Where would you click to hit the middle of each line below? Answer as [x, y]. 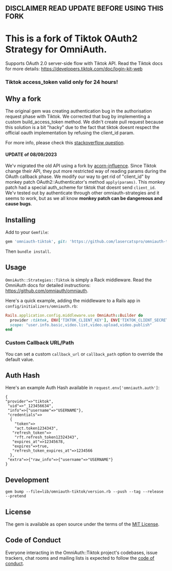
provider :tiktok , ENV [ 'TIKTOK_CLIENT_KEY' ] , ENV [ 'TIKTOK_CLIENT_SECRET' [90, 320]
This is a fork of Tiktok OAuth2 [71, 38]
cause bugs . [19, 204]
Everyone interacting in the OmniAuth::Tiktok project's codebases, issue [81, 553]
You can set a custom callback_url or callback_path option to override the [84, 354]
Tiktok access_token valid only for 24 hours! [62, 82]
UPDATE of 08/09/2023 [31, 154]
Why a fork [23, 98]
